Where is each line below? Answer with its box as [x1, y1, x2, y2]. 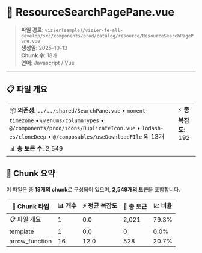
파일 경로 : [20, 26, 44, 33]
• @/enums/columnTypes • [35, 116, 104, 124]
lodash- [142, 125, 164, 131]
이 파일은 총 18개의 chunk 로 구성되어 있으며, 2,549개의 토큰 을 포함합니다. [6, 186, 180, 193]
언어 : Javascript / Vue [20, 59, 75, 66]
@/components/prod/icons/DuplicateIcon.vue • [9, 123, 141, 132]
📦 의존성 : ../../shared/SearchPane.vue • [9, 106, 126, 114]
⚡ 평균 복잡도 [82, 201, 118, 210]
